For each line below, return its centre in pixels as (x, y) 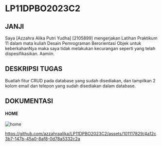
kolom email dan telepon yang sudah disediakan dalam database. (71, 86)
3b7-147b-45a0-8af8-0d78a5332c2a (43, 139)
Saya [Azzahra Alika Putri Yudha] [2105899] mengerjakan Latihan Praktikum (81, 38)
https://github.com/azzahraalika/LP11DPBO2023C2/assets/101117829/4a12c (81, 134)
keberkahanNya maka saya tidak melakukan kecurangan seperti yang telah (80, 48)
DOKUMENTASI (29, 101)
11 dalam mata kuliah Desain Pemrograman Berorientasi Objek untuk (73, 43)
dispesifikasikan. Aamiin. (30, 54)
